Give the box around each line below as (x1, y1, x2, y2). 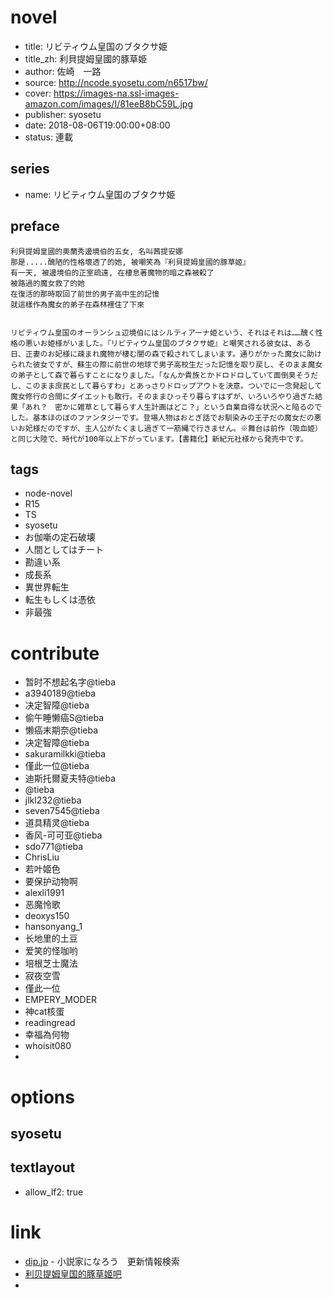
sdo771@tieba (24, 841, 84, 853)
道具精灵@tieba (24, 817, 90, 829)
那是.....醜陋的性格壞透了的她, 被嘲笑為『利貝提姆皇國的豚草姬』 (10, 257, 251, 267)
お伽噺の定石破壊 (24, 531, 96, 543)
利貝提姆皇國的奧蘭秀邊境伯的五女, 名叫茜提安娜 (10, 246, 183, 256)
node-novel (24, 487, 73, 500)
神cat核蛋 (24, 1006, 65, 1018)
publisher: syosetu (24, 108, 102, 120)
